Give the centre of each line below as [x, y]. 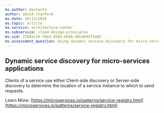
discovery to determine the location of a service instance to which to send [80, 85]
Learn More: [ [19, 100]
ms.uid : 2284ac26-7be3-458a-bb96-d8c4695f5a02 [53, 37]
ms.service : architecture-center [39, 28]
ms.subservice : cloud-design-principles [47, 32]
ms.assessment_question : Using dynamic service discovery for [70, 41]
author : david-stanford [29, 14]
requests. [15, 91]
